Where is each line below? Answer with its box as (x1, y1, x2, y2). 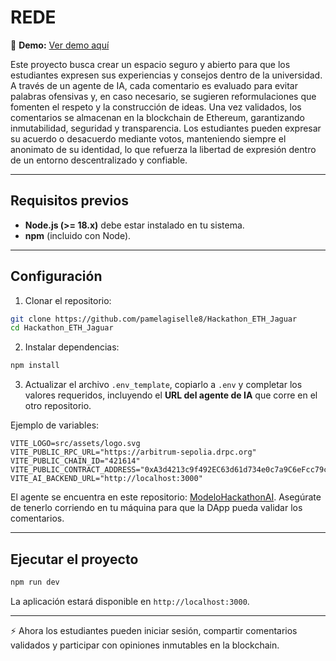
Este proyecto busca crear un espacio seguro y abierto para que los (10, 58, 291, 70)
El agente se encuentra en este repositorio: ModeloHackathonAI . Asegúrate (10, 491, 322, 503)
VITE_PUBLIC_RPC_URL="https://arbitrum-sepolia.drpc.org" (10, 447, 257, 458)
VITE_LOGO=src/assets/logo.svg (10, 439, 141, 449)
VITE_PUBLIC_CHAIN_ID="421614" (10, 456, 141, 466)
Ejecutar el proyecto (10, 551, 139, 568)
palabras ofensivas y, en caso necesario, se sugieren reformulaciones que (10, 90, 317, 102)
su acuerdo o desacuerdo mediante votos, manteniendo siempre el (10, 132, 287, 145)
